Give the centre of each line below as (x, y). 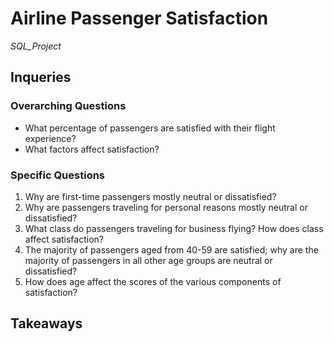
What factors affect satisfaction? (92, 149)
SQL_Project (36, 46)
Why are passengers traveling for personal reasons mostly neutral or (166, 207)
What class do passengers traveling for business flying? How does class (174, 228)
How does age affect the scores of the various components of (153, 281)
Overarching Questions (68, 106)
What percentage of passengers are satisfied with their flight (150, 128)
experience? (50, 138)
